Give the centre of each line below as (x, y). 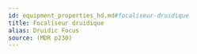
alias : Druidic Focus (44, 30)
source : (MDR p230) (40, 38)
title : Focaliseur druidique (56, 23)
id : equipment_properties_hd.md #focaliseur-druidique (99, 15)
